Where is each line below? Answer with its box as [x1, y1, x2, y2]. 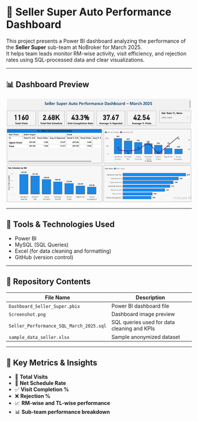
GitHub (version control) [14, 254, 74, 261]
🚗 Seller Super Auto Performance [6, 5, 172, 19]
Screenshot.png [8, 312, 46, 318]
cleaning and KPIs [111, 325, 155, 332]
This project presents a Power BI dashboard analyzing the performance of [6, 37, 186, 44]
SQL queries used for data [111, 319, 175, 326]
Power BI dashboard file [111, 302, 170, 309]
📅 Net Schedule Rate [14, 379, 67, 386]
